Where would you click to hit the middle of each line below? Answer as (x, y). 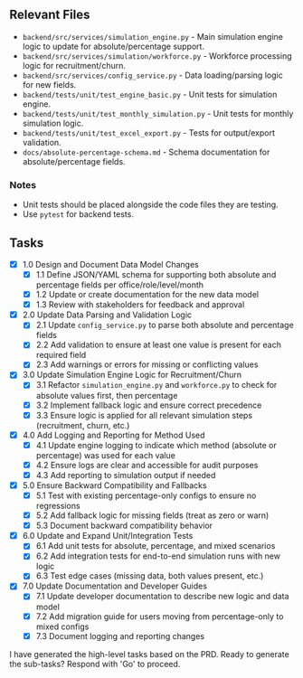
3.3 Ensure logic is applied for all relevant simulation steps (144, 415)
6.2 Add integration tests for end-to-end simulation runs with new (158, 556)
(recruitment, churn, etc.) (83, 425)
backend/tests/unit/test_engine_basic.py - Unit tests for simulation (150, 94)
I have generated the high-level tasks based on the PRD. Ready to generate (149, 654)
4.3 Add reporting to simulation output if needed (126, 475)
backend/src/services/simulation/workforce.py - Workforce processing (157, 56)
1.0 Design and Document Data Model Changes (110, 264)
